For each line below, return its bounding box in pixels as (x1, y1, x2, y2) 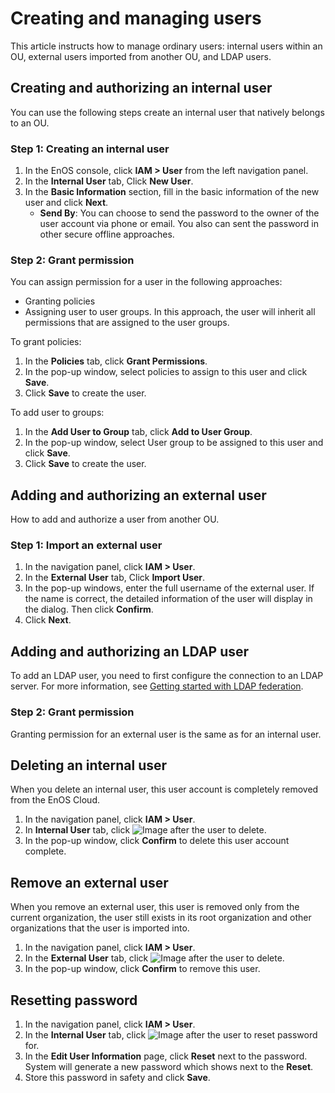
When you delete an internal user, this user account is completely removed (10, 783, 319, 796)
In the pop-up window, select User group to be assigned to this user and (24, 437, 324, 449)
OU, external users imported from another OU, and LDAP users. (10, 50, 272, 62)
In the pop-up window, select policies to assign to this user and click (24, 366, 308, 378)
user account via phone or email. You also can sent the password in (39, 218, 319, 230)
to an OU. (10, 117, 50, 129)
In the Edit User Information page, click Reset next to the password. (24, 1050, 308, 1062)
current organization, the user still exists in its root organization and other (10, 912, 312, 924)
